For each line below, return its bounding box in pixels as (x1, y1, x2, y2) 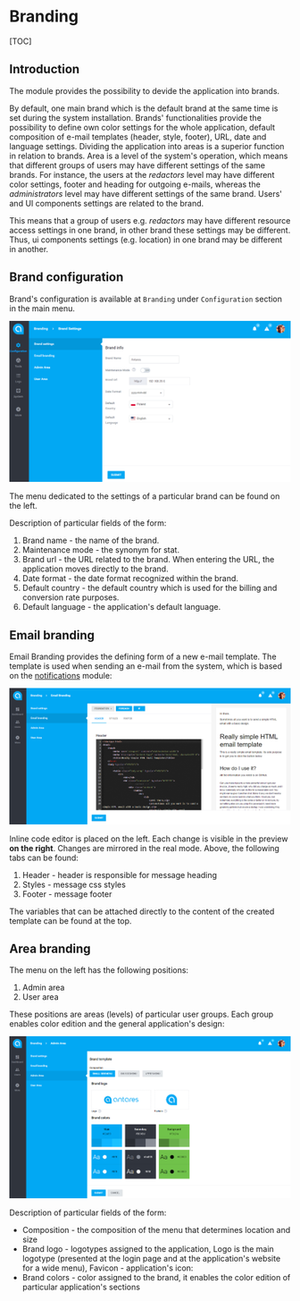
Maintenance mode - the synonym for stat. (21, 545, 180, 555)
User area (21, 992, 60, 1002)
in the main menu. (9, 302, 76, 314)
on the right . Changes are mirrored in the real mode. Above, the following (9, 842, 279, 853)
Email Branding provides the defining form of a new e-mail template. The (9, 651, 277, 663)
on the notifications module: (9, 671, 112, 681)
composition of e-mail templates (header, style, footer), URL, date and (9, 131, 267, 142)
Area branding (9, 942, 91, 957)
